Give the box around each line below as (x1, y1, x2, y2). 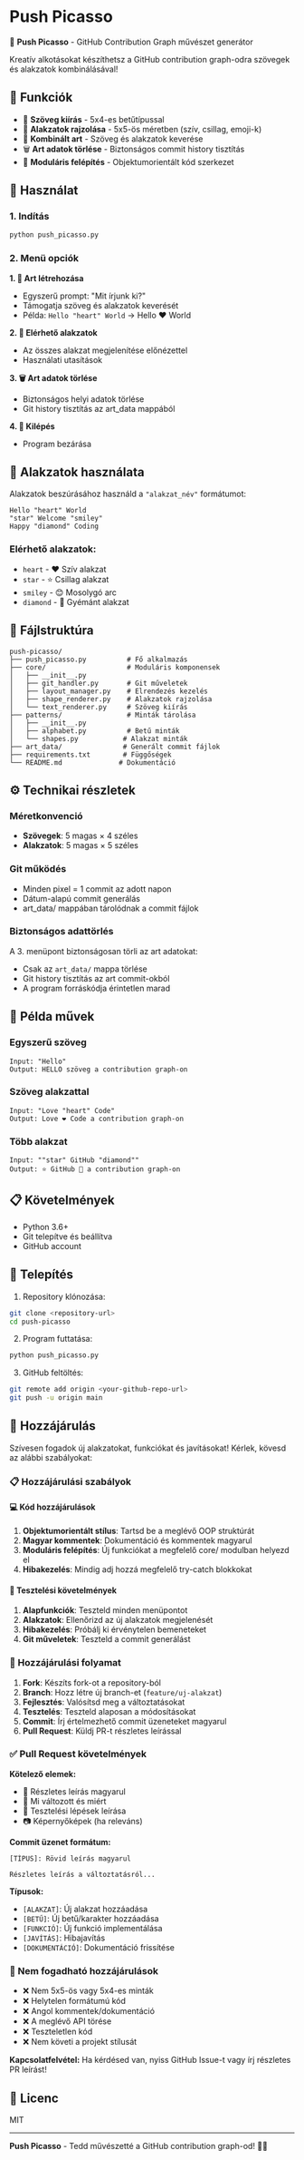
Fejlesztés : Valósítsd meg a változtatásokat (22, 1696, 185, 1707)
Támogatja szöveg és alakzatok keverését (22, 299, 179, 310)
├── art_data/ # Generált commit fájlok (9, 742, 221, 751)
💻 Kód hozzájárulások (9, 1501, 96, 1512)
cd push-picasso (9, 1317, 71, 1326)
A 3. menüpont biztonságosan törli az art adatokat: (9, 945, 198, 956)
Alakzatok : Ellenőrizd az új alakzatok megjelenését (22, 1615, 214, 1626)
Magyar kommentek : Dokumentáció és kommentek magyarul (22, 1535, 252, 1546)
